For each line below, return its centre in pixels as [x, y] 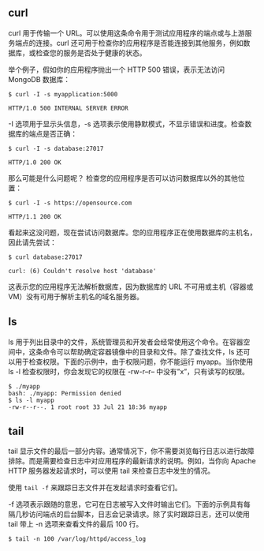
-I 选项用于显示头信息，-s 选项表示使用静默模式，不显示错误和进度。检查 [126, 124]
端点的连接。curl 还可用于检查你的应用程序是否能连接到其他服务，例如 [129, 43]
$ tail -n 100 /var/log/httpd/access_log [77, 539]
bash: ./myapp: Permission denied [65, 393]
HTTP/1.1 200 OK [35, 216]
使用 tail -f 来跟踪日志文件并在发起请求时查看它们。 [95, 488]
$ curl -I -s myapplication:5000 [63, 94]
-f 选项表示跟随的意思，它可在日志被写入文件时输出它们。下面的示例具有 [126, 504]
